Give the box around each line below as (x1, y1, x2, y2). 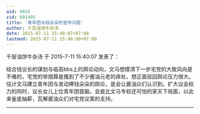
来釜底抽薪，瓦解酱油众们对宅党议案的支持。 (6, 95, 116, 102)
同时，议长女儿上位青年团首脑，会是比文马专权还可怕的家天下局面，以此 (16, 88, 194, 95)
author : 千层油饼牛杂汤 (6, 25, 59, 31)
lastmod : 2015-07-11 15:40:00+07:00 (6, 36, 97, 42)
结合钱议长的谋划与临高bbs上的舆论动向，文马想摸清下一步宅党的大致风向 (6, 66, 187, 73)
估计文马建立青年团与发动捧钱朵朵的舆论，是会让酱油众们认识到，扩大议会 (6, 80, 189, 87)
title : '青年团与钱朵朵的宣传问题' (6, 19, 84, 25)
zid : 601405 (6, 14, 36, 20)
